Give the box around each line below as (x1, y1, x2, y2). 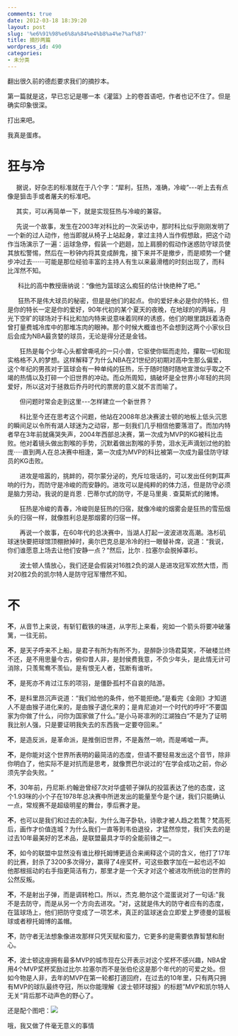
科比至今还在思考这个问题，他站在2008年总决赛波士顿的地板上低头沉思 (19, 412, 228, 421)
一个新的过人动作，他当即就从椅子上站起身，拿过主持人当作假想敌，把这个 (7, 231, 225, 239)
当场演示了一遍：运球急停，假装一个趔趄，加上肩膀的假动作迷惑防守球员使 (13, 239, 231, 248)
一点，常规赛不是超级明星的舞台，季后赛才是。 (7, 801, 144, 809)
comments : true (7, 10, 52, 18)
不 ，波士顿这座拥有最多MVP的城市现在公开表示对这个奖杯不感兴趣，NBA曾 (7, 955, 227, 964)
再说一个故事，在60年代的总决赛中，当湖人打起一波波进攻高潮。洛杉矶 (19, 528, 227, 537)
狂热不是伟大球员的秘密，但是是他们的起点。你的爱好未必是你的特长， (17, 296, 223, 304)
